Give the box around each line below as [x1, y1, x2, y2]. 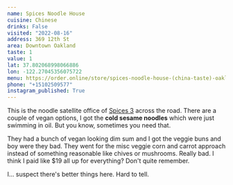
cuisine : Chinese [7, 17, 58, 24]
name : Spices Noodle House [7, 10, 85, 17]
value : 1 [7, 55, 33, 62]
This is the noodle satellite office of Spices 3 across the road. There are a [7, 107, 217, 115]
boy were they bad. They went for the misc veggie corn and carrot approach [7, 142, 226, 150]
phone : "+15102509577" [7, 81, 73, 88]
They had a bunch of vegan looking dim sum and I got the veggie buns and [7, 134, 222, 143]
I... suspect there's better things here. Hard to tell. [7, 170, 149, 179]
